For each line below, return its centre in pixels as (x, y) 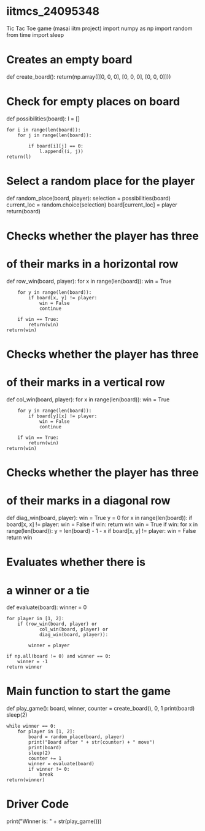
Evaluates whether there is (76, 562)
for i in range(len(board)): (44, 130)
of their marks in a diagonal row (88, 501)
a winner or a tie (48, 590)
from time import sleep (35, 34)
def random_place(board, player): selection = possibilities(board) (88, 198)
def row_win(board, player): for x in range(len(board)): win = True (89, 281)
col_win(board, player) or (74, 629)
